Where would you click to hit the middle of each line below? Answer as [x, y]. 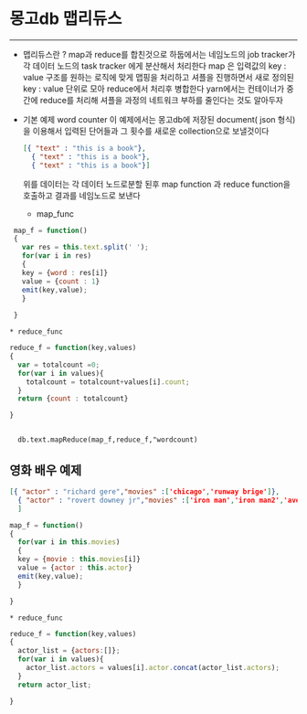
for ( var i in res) [57, 256]
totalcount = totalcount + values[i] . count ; [108, 382]
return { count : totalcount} [73, 399]
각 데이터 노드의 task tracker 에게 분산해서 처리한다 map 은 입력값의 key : [154, 66]
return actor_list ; [55, 685]
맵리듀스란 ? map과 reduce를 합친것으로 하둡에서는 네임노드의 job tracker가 [159, 54]
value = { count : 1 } [61, 281]
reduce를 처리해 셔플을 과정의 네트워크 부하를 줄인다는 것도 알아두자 [161, 100]
